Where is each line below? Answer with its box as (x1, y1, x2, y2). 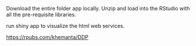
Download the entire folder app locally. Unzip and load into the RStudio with (6, 5, 190, 12)
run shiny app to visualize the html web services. (6, 23, 125, 29)
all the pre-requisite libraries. (6, 11, 77, 18)
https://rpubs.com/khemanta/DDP (6, 34, 89, 40)
